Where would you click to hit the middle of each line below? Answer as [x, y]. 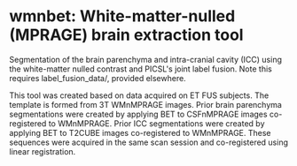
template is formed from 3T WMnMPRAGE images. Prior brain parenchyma [145, 104]
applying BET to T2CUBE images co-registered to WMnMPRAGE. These [141, 132]
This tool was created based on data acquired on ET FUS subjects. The [139, 95]
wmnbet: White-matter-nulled [122, 16]
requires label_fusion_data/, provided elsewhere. [98, 78]
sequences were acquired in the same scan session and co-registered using [149, 142]
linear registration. [43, 151]
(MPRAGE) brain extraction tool [126, 35]
